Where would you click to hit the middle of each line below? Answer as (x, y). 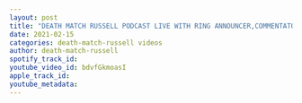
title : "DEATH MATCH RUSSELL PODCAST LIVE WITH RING (110, 26)
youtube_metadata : (44, 84)
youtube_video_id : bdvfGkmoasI (68, 68)
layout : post (34, 17)
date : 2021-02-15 (42, 34)
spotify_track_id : (44, 59)
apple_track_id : (40, 76)
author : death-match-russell (64, 51)
